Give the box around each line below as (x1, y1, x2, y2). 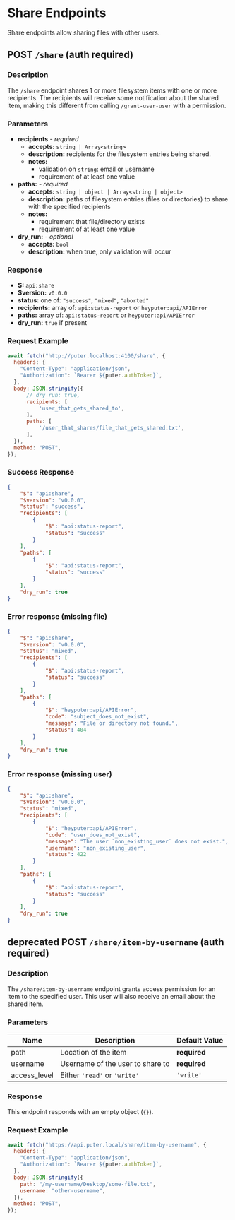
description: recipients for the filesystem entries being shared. (28, 150, 212, 158)
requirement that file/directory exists (38, 217, 145, 225)
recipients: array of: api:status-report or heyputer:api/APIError (17, 304, 208, 312)
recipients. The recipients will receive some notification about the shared (7, 93, 219, 102)
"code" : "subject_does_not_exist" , (44, 713, 150, 721)
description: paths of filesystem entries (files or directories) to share (28, 194, 229, 203)
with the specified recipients (28, 202, 111, 211)
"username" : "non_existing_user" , (44, 844, 147, 852)
